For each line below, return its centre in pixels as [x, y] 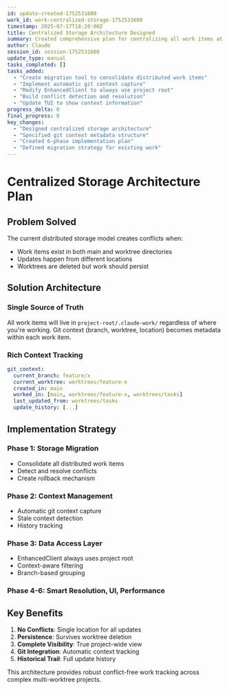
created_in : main [38, 388]
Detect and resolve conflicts [57, 471]
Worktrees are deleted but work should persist [83, 266]
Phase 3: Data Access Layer [55, 543]
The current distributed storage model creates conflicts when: [95, 238]
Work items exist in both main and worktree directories [95, 251]
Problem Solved [42, 222]
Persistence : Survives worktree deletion [74, 637]
